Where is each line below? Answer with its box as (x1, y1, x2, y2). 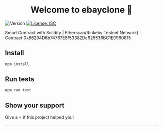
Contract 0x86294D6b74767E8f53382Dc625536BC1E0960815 (5, 35, 131, 41)
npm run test (5, 88, 32, 93)
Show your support (5, 101, 65, 109)
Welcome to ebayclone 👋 (31, 4, 132, 15)
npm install (5, 61, 29, 67)
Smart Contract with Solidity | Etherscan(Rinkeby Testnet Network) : (5, 29, 141, 35)
